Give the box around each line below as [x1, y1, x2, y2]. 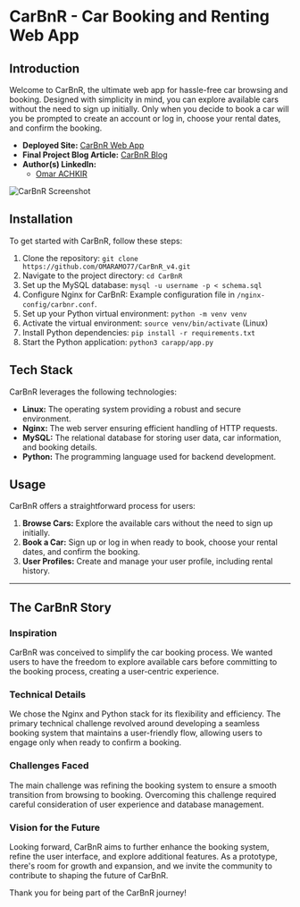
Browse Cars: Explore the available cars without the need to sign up [21, 518, 274, 529]
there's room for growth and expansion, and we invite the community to [9, 860, 272, 871]
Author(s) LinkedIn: [21, 159, 96, 169]
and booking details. [21, 441, 98, 453]
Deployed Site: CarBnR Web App [21, 140, 145, 150]
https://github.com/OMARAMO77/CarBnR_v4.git [21, 262, 191, 271]
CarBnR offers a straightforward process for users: [9, 501, 196, 512]
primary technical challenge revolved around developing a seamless [9, 718, 261, 729]
